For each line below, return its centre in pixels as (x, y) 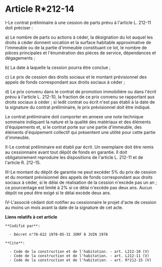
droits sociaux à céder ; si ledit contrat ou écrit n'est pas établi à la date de (80, 102)
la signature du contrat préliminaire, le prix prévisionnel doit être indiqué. (78, 107)
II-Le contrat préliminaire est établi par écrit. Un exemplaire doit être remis (79, 147)
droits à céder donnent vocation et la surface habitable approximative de (78, 42)
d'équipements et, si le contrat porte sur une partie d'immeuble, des (73, 127)
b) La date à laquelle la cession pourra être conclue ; (58, 67)
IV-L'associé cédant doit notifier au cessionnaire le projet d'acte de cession (81, 202)
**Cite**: (15, 243)
